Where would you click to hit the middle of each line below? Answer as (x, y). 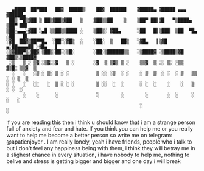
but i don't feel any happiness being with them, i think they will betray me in (101, 148)
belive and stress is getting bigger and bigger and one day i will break (93, 161)
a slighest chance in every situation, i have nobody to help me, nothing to (98, 155)
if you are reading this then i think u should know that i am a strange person (101, 122)
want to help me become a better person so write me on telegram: (89, 135)
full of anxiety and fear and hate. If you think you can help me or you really (100, 129)
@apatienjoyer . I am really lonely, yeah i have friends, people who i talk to (99, 142)
